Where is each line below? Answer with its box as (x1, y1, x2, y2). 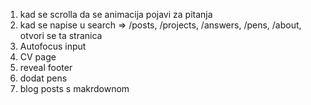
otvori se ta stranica (19, 30, 103, 41)
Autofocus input (19, 40, 87, 52)
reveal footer (19, 62, 73, 73)
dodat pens (19, 72, 68, 84)
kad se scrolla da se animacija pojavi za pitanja (19, 9, 213, 20)
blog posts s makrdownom (19, 83, 130, 94)
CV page (19, 51, 57, 63)
